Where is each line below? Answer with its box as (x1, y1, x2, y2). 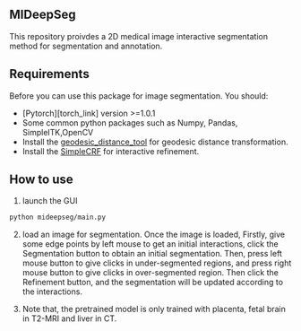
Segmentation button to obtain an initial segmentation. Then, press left (21, 248, 282, 259)
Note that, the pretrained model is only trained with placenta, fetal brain (21, 304, 287, 315)
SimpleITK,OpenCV (21, 126, 94, 137)
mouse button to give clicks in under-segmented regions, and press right (21, 257, 292, 268)
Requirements (9, 66, 90, 82)
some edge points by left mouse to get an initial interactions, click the (21, 239, 279, 249)
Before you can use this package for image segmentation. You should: (9, 90, 269, 101)
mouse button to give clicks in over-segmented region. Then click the (21, 267, 279, 278)
